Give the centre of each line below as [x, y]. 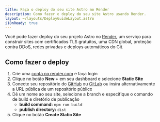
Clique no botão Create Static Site [47, 115]
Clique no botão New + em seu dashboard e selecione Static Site [78, 79]
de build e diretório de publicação [46, 99]
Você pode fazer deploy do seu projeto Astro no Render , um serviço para [78, 37]
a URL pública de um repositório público [52, 89]
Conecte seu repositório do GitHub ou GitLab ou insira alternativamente [83, 84]
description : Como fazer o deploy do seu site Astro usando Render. [76, 14]
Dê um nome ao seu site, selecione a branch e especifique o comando [82, 94]
